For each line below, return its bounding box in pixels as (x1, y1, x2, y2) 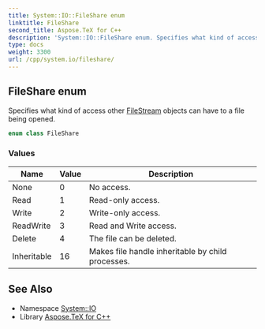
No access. (89, 181, 131, 193)
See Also (8, 282, 53, 296)
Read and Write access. (89, 220, 177, 231)
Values (8, 148, 35, 159)
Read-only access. (89, 194, 160, 205)
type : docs (8, 41, 44, 49)
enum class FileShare (8, 129, 80, 137)
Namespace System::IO (19, 303, 97, 312)
